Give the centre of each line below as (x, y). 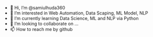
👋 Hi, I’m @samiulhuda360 (38, 8)
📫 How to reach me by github (41, 29)
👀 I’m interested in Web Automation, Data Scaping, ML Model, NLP (79, 13)
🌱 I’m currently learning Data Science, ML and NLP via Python (74, 18)
